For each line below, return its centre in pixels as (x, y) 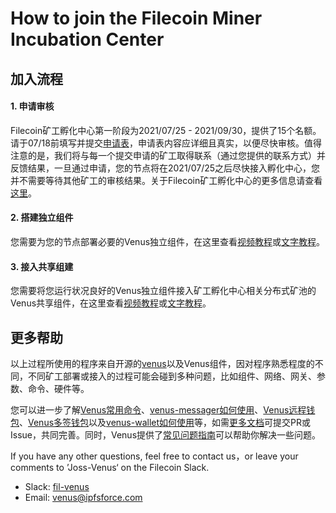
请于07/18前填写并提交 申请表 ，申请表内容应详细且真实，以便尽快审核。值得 (166, 143)
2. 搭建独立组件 (42, 218)
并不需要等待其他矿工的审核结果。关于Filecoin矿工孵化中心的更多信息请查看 (166, 180)
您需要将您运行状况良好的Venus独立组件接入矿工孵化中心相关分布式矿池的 (163, 291)
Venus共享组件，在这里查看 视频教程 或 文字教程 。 (111, 303)
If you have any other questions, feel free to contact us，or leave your (154, 456)
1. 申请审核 (32, 106)
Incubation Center (87, 39)
